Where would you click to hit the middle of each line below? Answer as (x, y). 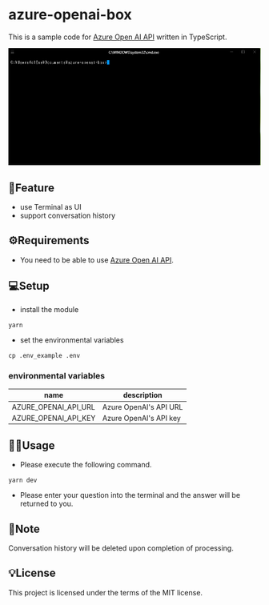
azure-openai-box (70, 15)
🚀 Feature (31, 188)
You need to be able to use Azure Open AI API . (97, 260)
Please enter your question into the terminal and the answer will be (130, 495)
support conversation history (68, 215)
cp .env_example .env (44, 355)
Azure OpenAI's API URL (143, 407)
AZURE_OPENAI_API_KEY (54, 418)
